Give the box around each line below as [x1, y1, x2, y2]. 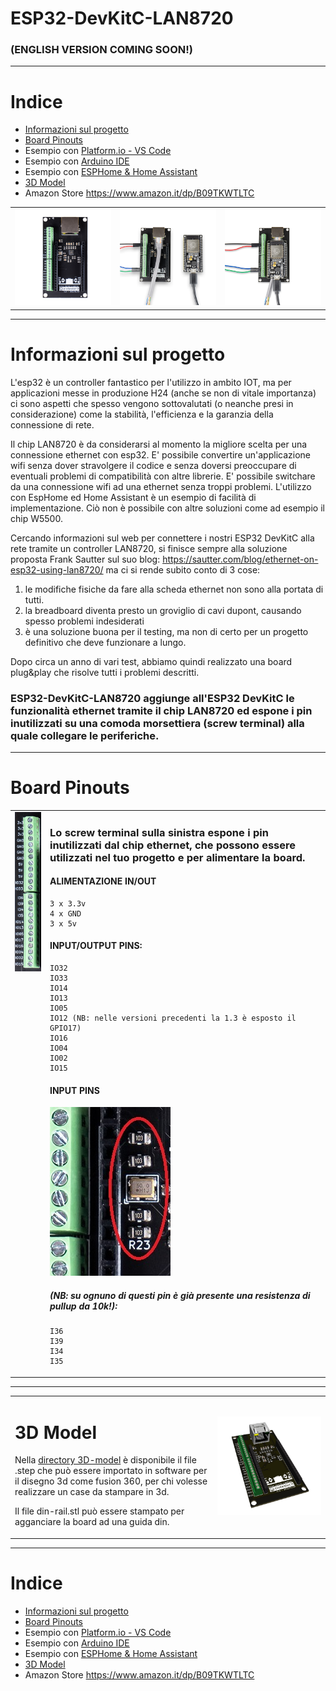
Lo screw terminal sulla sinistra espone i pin [49, 825, 269, 839]
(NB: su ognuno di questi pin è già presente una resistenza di [49, 1289, 311, 1301]
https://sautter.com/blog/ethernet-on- [162, 553, 319, 565]
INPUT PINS [49, 1084, 100, 1096]
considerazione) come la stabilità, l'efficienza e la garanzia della [10, 408, 274, 420]
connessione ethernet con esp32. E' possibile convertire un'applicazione [10, 448, 311, 461]
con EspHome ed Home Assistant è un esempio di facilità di [10, 491, 257, 503]
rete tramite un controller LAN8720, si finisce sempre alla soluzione [10, 542, 288, 554]
